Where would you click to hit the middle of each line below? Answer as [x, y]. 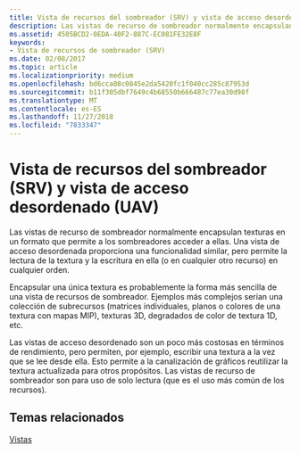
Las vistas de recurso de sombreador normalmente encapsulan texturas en [147, 232]
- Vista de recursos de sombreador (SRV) [87, 51]
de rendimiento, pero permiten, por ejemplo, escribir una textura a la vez [142, 351]
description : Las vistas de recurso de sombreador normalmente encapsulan [151, 26]
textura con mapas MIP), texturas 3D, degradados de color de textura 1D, [144, 315]
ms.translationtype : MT [54, 100]
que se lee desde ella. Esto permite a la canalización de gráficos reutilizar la [149, 361]
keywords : [28, 42]
